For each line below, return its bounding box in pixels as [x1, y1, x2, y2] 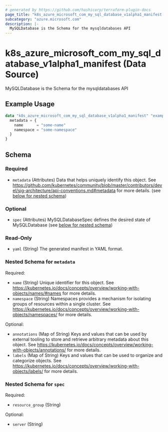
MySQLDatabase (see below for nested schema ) [12, 222, 113, 228]
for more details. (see [116, 187, 161, 193]
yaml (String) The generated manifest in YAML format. [12, 246, 123, 252]
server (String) [12, 421, 43, 427]
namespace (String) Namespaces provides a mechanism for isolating [12, 295, 151, 301]
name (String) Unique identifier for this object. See [12, 279, 114, 286]
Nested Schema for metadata [5, 259, 75, 266]
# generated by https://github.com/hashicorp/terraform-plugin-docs [5, 7, 151, 13]
